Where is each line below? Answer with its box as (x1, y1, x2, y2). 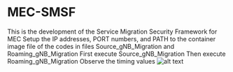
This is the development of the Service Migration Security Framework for (7, 27, 218, 36)
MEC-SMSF (7, 4, 76, 20)
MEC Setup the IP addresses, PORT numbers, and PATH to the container (7, 34, 216, 43)
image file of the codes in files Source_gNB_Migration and (7, 42, 175, 50)
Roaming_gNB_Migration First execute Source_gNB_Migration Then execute (7, 50, 226, 58)
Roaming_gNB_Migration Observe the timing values (7, 57, 155, 65)
